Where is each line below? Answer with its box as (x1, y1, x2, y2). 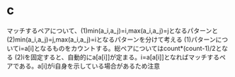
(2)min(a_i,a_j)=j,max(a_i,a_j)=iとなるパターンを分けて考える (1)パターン (6, 35, 217, 44)
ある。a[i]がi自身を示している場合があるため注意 (18, 61, 161, 70)
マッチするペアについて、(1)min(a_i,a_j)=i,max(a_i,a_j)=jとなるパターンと (6, 26, 219, 35)
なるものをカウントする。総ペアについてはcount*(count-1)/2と (40, 44, 222, 52)
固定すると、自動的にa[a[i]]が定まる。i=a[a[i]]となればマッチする (30, 52, 220, 61)
